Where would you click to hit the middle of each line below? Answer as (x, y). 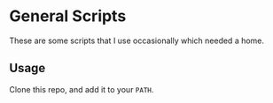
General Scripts (68, 16)
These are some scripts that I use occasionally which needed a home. (136, 40)
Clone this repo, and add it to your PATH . (82, 89)
